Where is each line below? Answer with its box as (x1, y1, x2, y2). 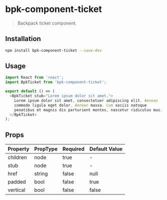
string (34, 170, 48, 177)
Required (62, 145, 85, 152)
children (8, 154, 27, 161)
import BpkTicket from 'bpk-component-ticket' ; (5, 80, 107, 85)
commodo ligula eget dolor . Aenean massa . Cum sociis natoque (14, 103, 147, 108)
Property (8, 145, 30, 152)
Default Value (89, 145, 123, 152)
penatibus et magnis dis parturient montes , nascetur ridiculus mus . (14, 107, 163, 112)
